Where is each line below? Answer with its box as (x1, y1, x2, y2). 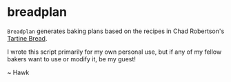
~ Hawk (7, 68, 30, 76)
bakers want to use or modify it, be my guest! (7, 54, 137, 63)
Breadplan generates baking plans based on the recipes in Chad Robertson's (7, 27, 225, 35)
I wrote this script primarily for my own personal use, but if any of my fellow (7, 48, 222, 56)
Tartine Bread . (7, 34, 48, 42)
